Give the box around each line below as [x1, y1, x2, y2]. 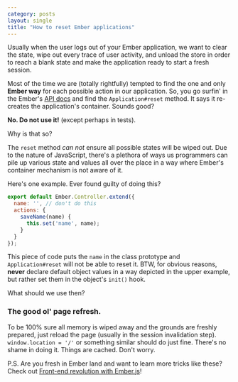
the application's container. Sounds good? [31, 102, 155, 111]
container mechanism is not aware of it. [7, 166, 123, 175]
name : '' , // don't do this [13, 200, 97, 207]
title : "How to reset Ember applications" [7, 23, 135, 31]
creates [7, 102, 30, 111]
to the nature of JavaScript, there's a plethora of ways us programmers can [7, 151, 229, 160]
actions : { [13, 207, 46, 214]
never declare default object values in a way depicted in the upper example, [7, 268, 231, 276]
